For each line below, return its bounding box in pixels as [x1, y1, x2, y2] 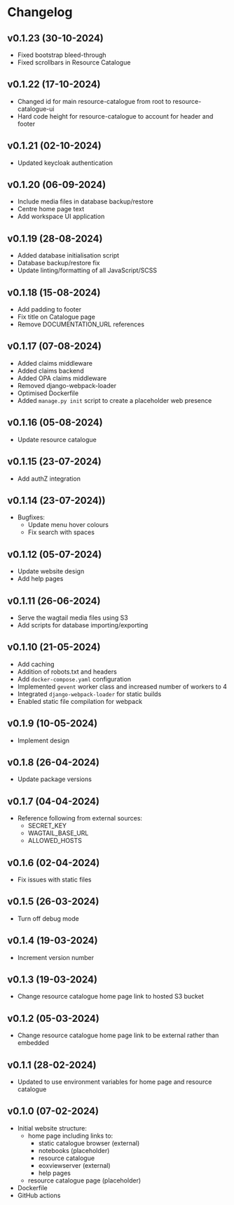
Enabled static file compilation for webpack [17, 697, 142, 705]
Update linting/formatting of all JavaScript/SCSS [17, 266, 158, 274]
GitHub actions [17, 1191, 61, 1199]
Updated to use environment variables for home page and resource [17, 1078, 212, 1086]
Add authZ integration [17, 474, 81, 483]
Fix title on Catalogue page [17, 313, 96, 321]
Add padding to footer [17, 305, 82, 314]
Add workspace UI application [17, 212, 105, 221]
